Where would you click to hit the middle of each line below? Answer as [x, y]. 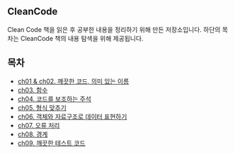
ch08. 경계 [33, 134]
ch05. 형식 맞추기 [42, 107]
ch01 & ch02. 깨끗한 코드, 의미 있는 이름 [73, 81]
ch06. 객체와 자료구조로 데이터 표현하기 [72, 117]
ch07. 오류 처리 [39, 125]
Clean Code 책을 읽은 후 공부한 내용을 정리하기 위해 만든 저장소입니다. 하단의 [114, 29]
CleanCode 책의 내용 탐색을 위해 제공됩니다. [82, 38]
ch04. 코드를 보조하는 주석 [55, 99]
